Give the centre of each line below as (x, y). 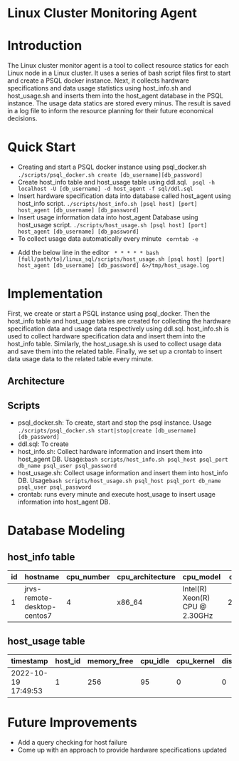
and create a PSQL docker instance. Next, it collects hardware (99, 81)
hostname (42, 577)
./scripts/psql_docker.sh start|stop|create (85, 431)
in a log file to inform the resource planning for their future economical (110, 111)
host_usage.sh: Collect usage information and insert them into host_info (123, 473)
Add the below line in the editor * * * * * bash (88, 253)
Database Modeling (67, 530)
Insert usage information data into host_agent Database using (108, 217)
